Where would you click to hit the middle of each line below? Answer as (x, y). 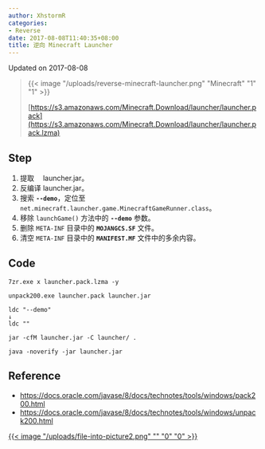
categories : (28, 23)
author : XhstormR (37, 16)
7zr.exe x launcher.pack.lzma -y (64, 282)
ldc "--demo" (30, 309)
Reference (35, 376)
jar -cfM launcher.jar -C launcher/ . (72, 337)
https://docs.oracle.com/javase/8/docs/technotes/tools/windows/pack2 (138, 395)
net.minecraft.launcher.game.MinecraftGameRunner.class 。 (118, 207)
